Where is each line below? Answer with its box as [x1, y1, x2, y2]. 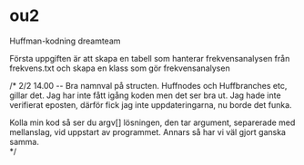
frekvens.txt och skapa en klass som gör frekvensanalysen [9, 63, 230, 73]
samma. [9, 136, 39, 147]
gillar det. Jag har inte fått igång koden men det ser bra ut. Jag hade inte [9, 90, 281, 101]
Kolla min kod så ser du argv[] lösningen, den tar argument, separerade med [9, 117, 296, 128]
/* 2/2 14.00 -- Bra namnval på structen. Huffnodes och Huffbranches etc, [9, 80, 288, 91]
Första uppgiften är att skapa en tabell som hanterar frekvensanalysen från [9, 53, 290, 63]
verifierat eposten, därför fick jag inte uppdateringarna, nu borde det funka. [9, 99, 293, 110]
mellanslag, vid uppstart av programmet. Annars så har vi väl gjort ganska [9, 126, 287, 137]
